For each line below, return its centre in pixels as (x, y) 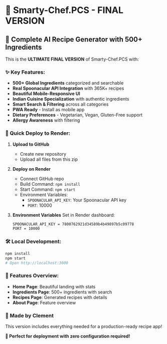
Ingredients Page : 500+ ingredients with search (62, 292)
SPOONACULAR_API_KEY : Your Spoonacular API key (77, 200)
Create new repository (43, 154)
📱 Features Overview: (32, 276)
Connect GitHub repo (42, 179)
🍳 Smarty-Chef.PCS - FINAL (64, 10)
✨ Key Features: (25, 72)
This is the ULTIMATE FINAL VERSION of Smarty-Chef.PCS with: (72, 59)
